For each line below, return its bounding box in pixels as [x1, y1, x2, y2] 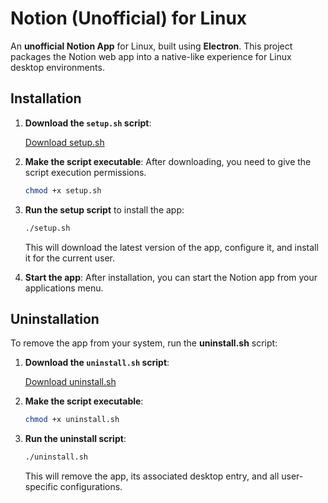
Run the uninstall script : [24, 433, 127, 445]
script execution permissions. [24, 166, 147, 178]
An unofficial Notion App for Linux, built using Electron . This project [10, 40, 293, 52]
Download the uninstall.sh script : [24, 357, 170, 369]
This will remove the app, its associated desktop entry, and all [24, 470, 280, 482]
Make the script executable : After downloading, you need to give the [24, 155, 312, 167]
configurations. [59, 481, 123, 493]
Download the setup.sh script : [24, 117, 152, 129]
